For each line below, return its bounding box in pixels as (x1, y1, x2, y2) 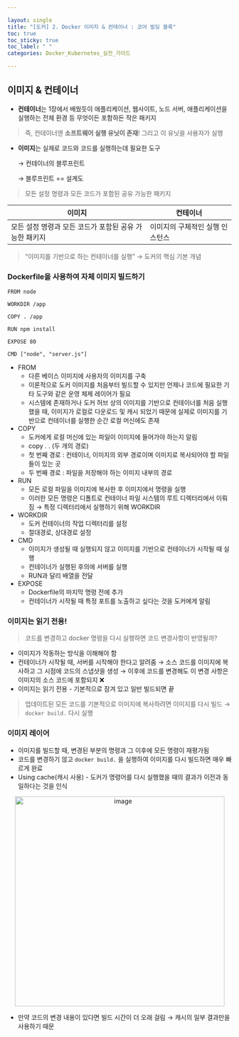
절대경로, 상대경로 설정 (28, 528, 92, 537)
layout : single (7, 16, 53, 24)
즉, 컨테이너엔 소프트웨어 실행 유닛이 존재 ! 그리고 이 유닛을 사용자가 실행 (24, 128, 223, 137)
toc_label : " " (7, 44, 53, 51)
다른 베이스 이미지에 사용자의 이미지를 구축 (28, 372, 147, 380)
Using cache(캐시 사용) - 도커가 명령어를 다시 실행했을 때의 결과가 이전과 (17, 772, 222, 781)
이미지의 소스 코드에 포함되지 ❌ (17, 675, 105, 685)
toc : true (7, 30, 37, 37)
